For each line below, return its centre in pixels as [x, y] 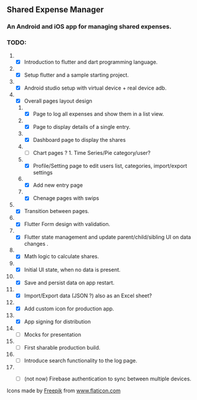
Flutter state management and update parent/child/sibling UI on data [107, 237]
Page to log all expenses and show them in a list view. [98, 114]
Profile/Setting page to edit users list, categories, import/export [110, 166]
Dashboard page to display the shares [79, 139]
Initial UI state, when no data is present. [72, 269]
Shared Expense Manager [55, 10]
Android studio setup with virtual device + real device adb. [95, 88]
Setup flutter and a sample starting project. [76, 75]
